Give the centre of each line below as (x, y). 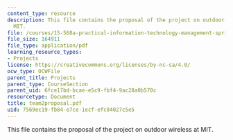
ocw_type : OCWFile (34, 71)
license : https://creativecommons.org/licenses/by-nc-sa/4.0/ (99, 65)
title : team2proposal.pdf (44, 103)
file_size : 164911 (34, 39)
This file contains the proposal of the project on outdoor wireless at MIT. (110, 129)
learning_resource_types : (44, 52)
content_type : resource (42, 13)
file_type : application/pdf (48, 46)
